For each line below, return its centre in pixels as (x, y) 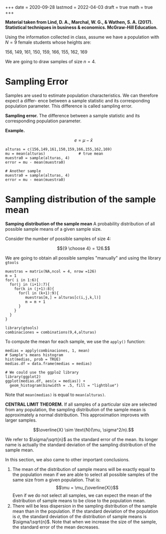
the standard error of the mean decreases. (56, 527)
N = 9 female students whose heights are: (48, 42)
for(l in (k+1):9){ (38, 293)
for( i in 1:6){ (22, 280)
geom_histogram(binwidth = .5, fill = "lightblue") (64, 385)
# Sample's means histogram (34, 355)
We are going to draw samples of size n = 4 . (50, 61)
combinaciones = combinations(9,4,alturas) (51, 332)
